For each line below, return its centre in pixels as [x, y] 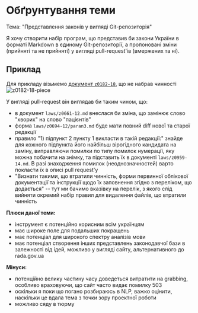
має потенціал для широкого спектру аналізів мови [80, 237]
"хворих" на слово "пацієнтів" [53, 119]
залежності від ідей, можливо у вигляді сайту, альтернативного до [100, 249]
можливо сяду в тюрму [44, 304]
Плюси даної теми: [31, 213]
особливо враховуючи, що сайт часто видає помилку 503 [88, 285]
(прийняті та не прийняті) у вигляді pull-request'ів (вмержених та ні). [93, 50]
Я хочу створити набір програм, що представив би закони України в [92, 38]
